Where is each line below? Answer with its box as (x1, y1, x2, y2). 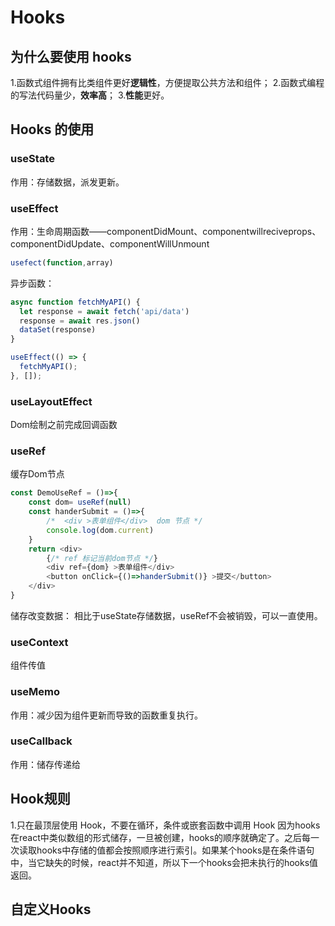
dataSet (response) (19, 325, 97, 335)
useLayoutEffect (10, 394, 93, 408)
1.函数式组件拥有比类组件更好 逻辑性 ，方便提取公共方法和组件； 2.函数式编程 (10, 77, 325, 88)
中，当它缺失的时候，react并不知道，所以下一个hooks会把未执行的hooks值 (10, 856, 319, 868)
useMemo (10, 685, 61, 699)
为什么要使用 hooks (10, 48, 132, 65)
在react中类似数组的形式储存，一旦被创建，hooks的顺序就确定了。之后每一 (10, 831, 320, 843)
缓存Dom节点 (10, 468, 65, 480)
